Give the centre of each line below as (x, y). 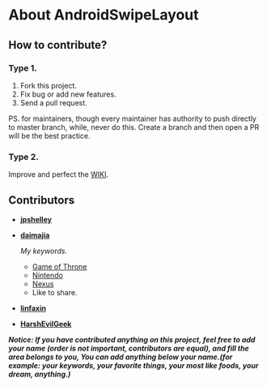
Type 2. (23, 157)
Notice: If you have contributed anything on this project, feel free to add (132, 339)
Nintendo (47, 275)
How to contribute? (58, 45)
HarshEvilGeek (46, 324)
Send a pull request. (53, 102)
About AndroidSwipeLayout (104, 15)
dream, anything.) (40, 374)
